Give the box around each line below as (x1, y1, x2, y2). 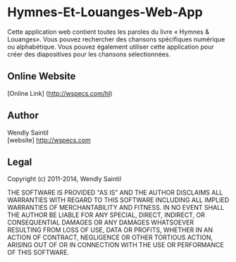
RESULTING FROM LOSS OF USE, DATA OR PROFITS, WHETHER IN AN (7, 226, 213, 235)
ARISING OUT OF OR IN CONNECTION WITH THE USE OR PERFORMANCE (7, 241, 224, 249)
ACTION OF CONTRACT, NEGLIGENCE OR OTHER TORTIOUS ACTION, (7, 233, 213, 242)
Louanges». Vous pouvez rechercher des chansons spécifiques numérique (7, 35, 225, 43)
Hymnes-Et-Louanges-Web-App (7, 4, 203, 20)
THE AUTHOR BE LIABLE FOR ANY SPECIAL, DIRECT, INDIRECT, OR (7, 211, 206, 219)
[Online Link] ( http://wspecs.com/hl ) (7, 89, 113, 97)
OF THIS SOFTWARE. (7, 248, 70, 257)
